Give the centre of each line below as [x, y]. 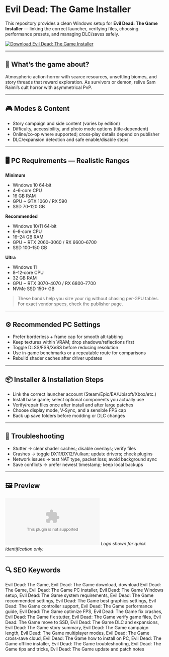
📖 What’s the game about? [47, 64]
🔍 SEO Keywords [33, 570]
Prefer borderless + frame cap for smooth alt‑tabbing [68, 337]
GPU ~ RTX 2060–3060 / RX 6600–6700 [55, 242]
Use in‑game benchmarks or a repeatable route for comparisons [79, 353]
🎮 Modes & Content [37, 109]
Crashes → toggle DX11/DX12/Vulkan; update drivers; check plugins [82, 454]
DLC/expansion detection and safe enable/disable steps [70, 139]
